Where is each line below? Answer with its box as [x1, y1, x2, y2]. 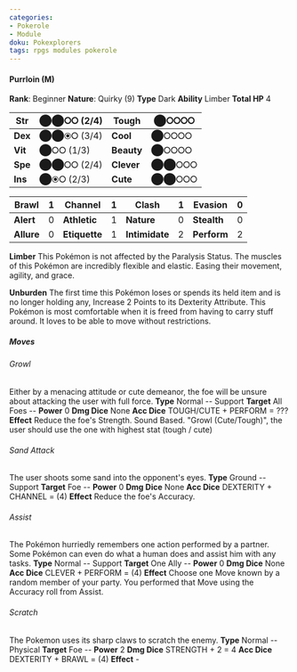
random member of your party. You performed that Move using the [9, 577, 254, 588]
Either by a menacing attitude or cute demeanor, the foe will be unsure [9, 386, 268, 397]
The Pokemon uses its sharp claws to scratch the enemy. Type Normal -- [9, 635, 278, 645]
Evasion [193, 199, 229, 211]
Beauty [110, 144, 143, 157]
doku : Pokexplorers [9, 37, 82, 47]
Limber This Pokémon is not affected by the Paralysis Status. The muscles [9, 251, 282, 262]
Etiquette [62, 228, 103, 241]
